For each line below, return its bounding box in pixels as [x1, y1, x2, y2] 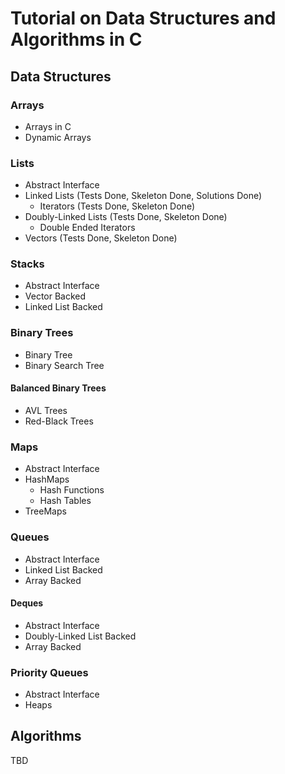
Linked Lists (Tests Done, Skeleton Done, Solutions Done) [24, 190, 263, 202]
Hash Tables [39, 495, 92, 507]
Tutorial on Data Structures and [10, 7, 277, 30]
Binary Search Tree [24, 359, 105, 371]
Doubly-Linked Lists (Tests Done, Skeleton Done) [24, 211, 228, 223]
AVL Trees [24, 404, 68, 416]
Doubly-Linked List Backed [24, 630, 137, 642]
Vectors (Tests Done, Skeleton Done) [24, 232, 178, 244]
